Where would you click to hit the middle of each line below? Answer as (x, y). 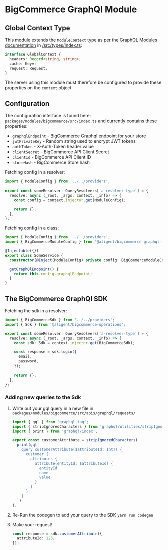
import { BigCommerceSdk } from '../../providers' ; (60, 320)
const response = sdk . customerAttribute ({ (57, 534)
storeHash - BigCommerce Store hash (51, 163)
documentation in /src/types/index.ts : (44, 45)
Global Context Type (38, 28)
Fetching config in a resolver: (35, 172)
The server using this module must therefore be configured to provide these (83, 82)
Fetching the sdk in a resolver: (36, 311)
